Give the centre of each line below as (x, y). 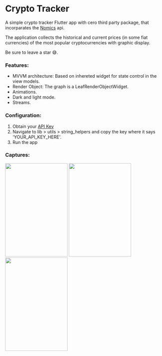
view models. (26, 81)
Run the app (25, 142)
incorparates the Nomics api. (35, 27)
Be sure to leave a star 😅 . (32, 52)
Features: (17, 65)
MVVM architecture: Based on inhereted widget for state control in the (84, 76)
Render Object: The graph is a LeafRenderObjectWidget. (70, 87)
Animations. (25, 92)
